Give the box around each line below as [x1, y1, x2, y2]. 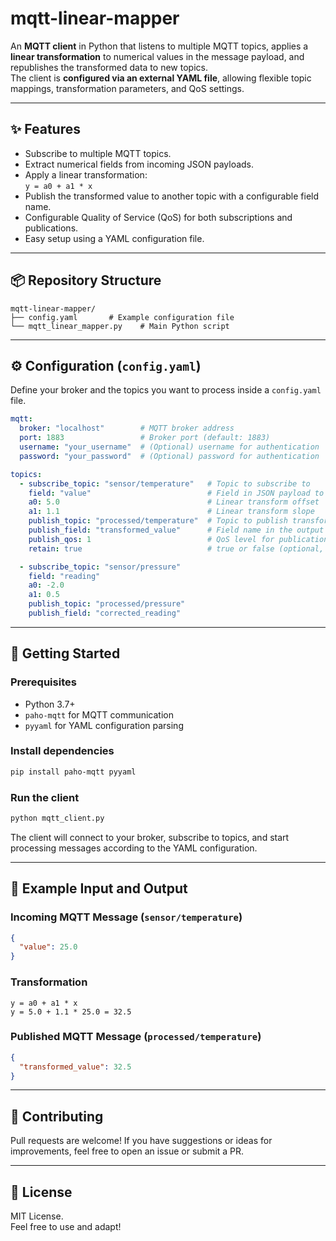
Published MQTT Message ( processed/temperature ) [10, 1030, 262, 1044]
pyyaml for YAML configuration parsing [24, 719, 184, 731]
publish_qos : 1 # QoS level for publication [28, 534, 329, 544]
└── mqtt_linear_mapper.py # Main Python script [10, 321, 230, 331]
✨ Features [10, 121, 81, 138]
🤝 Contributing [10, 1108, 104, 1125]
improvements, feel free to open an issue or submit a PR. [10, 1145, 245, 1157]
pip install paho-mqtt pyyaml [10, 767, 137, 777]
